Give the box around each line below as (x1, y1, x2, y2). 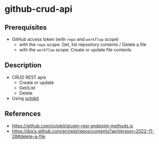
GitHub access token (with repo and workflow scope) (11, 36, 119, 42)
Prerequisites (4, 23, 47, 32)
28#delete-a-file (11, 133, 45, 139)
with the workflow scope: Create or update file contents (19, 47, 132, 52)
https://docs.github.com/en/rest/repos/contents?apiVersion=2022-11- (11, 128, 154, 134)
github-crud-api (4, 3, 73, 15)
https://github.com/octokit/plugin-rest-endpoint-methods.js (11, 123, 133, 129)
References (4, 110, 41, 118)
